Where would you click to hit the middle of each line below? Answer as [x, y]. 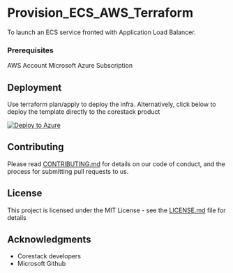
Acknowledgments [50, 240]
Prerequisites [30, 50]
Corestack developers [49, 256]
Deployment [35, 88]
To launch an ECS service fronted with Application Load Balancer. [102, 32]
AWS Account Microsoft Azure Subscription [70, 66]
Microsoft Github [42, 264]
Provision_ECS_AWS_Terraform [100, 13]
